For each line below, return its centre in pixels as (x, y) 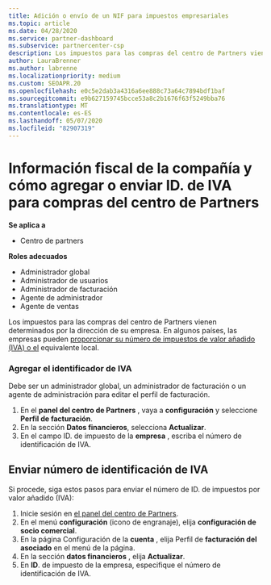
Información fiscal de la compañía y (130, 168)
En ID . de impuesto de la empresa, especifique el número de (120, 565)
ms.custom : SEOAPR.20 (45, 83)
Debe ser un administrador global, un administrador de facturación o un (127, 386)
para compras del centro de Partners (134, 202)
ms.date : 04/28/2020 (43, 31)
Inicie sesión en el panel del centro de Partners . (99, 513)
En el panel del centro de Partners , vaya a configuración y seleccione (139, 410)
